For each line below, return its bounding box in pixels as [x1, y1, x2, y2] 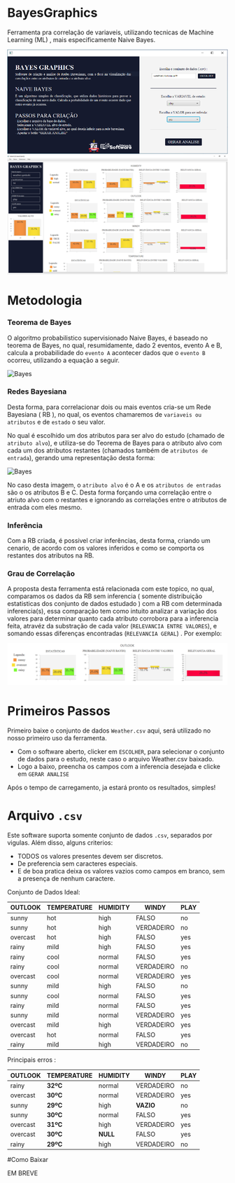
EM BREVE [7, 1169, 38, 1177]
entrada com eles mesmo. [7, 503, 83, 511]
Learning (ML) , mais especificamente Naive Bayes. [7, 35, 156, 43]
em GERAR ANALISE [17, 769, 70, 778]
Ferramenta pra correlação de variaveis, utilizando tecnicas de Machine [7, 28, 214, 36]
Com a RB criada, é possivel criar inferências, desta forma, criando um [7, 537, 211, 545]
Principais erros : [7, 1056, 57, 1064]
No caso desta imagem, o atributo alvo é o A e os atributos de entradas [7, 480, 222, 489]
